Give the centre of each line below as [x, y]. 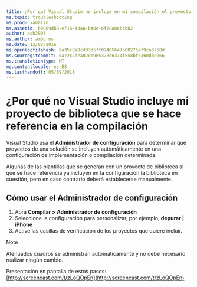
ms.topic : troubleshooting [39, 17]
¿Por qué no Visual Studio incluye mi [97, 101]
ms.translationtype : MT [35, 61]
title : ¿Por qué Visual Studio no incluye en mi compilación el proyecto [99, 12]
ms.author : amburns [30, 39]
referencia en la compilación [77, 126]
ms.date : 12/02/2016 [32, 45]
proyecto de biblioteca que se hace [94, 114]
